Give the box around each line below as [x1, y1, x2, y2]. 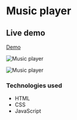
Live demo [6, 28, 46, 38]
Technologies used [6, 81, 62, 90]
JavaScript [14, 108, 41, 115]
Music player [6, 4, 72, 18]
